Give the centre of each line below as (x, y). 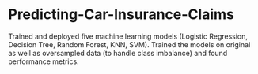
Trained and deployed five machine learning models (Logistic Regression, (128, 36)
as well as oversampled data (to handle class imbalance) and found (118, 53)
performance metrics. (44, 61)
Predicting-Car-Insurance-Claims (121, 15)
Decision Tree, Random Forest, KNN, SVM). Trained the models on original (129, 44)
